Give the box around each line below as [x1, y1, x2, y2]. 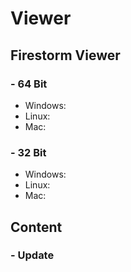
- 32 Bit [10, 145, 47, 159]
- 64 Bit [10, 77, 48, 91]
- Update [10, 248, 55, 262]
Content [10, 218, 63, 236]
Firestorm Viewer [10, 47, 121, 64]
